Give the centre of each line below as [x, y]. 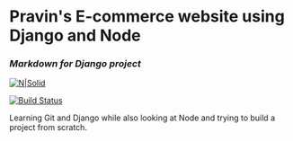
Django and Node [75, 35]
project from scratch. [49, 128]
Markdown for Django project [75, 64]
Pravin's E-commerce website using [147, 17]
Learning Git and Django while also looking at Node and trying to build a [142, 118]
